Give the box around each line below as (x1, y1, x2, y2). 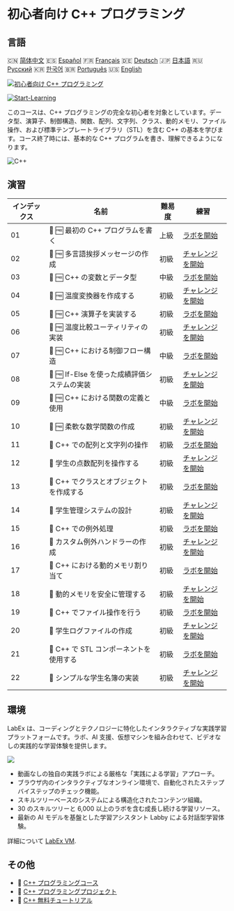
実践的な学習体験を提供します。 (19, 741, 111, 750)
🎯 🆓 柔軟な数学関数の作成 (48, 422, 135, 431)
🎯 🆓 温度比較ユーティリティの (48, 322, 148, 332)
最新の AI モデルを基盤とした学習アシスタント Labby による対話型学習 (17, 813, 219, 821)
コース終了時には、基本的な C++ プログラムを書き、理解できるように (18, 134, 217, 142)
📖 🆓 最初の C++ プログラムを (48, 225, 146, 235)
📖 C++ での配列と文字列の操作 (48, 440, 148, 450)
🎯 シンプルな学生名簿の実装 (48, 673, 139, 683)
